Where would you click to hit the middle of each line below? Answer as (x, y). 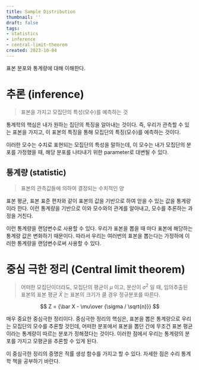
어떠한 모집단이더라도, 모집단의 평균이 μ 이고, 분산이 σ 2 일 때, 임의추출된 (104, 287)
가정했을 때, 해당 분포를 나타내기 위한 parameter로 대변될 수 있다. (93, 152)
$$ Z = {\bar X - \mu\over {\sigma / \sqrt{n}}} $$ (100, 306)
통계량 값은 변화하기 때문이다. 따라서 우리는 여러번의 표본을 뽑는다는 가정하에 (95, 236)
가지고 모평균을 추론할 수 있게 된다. (57, 341)
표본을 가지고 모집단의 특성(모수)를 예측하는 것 (74, 112)
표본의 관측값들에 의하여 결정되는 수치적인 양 (72, 188)
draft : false (22, 23)
